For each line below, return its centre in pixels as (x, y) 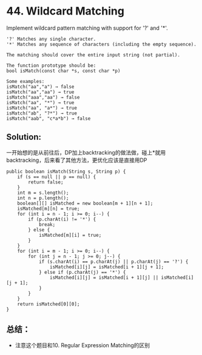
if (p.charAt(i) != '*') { (62, 219)
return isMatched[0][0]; (49, 304)
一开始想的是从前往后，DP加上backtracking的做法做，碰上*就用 (86, 152)
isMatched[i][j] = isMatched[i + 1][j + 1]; (107, 267)
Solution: (24, 137)
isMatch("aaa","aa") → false (43, 97)
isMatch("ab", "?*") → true (42, 113)
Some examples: (25, 81)
